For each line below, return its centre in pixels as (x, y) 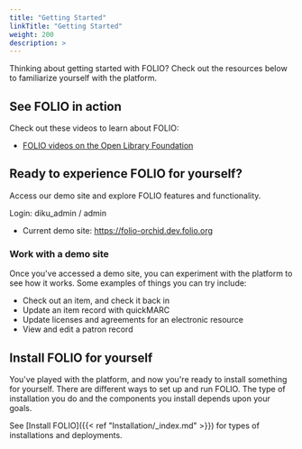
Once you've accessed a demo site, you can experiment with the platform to (151, 274)
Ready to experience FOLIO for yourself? (126, 174)
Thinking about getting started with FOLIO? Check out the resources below (149, 69)
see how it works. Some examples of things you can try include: (128, 283)
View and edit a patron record (78, 329)
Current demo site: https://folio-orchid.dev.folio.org (118, 230)
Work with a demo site (59, 253)
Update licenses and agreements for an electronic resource (133, 320)
